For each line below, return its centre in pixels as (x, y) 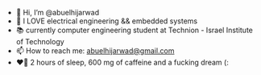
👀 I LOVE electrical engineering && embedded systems (107, 21)
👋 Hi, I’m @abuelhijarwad (57, 12)
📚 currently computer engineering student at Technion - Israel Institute (135, 30)
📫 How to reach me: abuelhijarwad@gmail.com (95, 51)
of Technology (40, 42)
